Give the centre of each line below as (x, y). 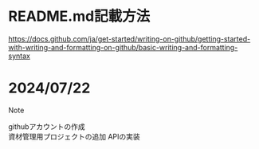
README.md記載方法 (79, 16)
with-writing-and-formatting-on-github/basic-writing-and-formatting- (123, 47)
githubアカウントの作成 (47, 126)
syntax (19, 56)
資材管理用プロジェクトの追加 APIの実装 (75, 136)
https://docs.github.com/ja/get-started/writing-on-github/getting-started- (129, 39)
